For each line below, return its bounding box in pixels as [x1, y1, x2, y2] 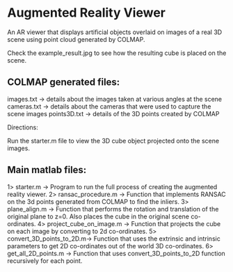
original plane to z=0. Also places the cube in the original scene [7, 212, 190, 221]
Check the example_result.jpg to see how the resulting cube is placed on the [7, 49, 227, 57]
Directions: [7, 123, 38, 131]
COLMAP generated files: [7, 77, 120, 88]
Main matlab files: [7, 164, 87, 176]
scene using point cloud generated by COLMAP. [7, 35, 145, 43]
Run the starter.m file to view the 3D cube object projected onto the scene [7, 136, 220, 145]
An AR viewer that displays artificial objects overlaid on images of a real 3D [7, 28, 223, 36]
